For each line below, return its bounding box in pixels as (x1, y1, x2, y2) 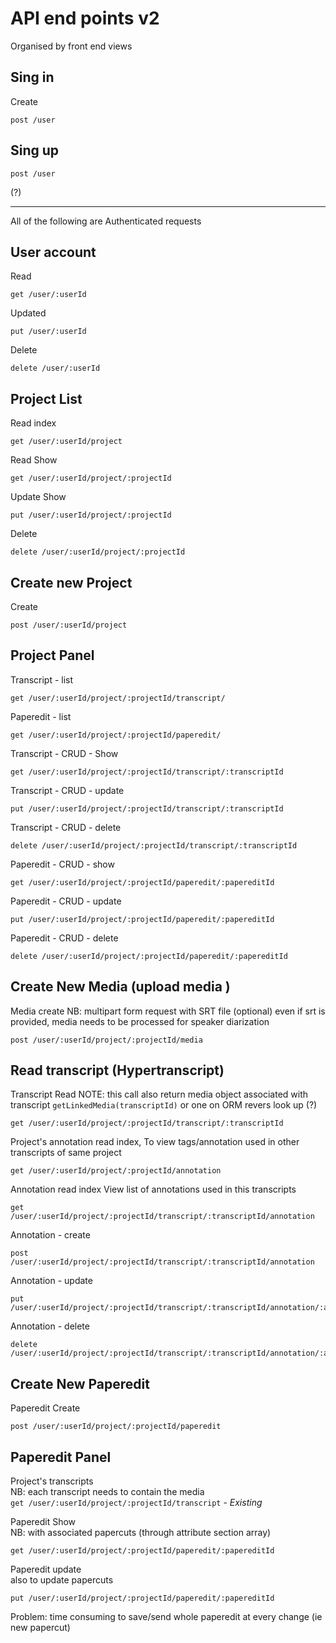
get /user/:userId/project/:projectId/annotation (10, 1166, 222, 1176)
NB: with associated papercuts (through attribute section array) (10, 1527, 272, 1539)
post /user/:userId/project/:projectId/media (10, 1035, 203, 1045)
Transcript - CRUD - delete (10, 821, 122, 833)
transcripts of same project (10, 1147, 122, 1159)
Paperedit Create (10, 1402, 81, 1414)
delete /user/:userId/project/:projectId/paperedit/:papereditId (10, 951, 288, 961)
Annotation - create (10, 1229, 91, 1241)
